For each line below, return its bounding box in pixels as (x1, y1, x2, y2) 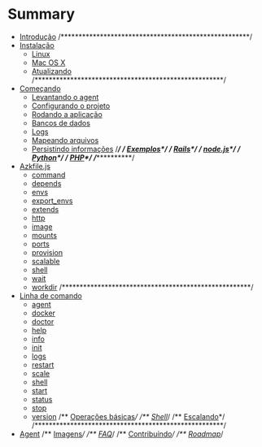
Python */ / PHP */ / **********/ (31, 152, 135, 163)
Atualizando (31, 66, 72, 76)
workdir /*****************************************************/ (31, 282, 254, 292)
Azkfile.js (19, 161, 50, 171)
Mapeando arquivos (31, 135, 99, 145)
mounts (31, 230, 58, 240)
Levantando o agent (31, 92, 99, 102)
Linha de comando (19, 290, 82, 301)
